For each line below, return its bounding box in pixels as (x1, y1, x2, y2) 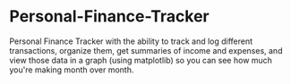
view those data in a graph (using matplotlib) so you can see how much (9, 55, 273, 65)
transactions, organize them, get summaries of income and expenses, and (9, 45, 283, 55)
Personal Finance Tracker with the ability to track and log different (9, 36, 253, 46)
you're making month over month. (9, 64, 134, 75)
